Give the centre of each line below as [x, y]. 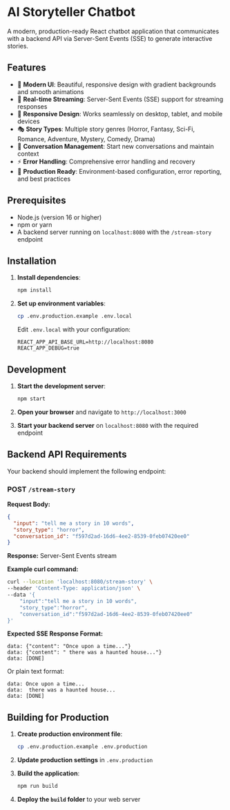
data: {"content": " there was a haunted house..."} [85, 652]
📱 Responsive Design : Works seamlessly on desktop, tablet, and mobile [120, 114]
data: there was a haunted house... [61, 690]
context [28, 154]
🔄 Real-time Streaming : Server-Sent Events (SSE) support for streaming [120, 99]
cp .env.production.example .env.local [75, 316]
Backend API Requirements [67, 454]
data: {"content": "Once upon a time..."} [69, 647]
